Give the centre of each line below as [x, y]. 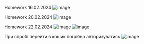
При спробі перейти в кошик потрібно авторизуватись [62, 36]
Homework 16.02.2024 [28, 8]
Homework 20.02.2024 [29, 17]
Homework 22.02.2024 [29, 27]
